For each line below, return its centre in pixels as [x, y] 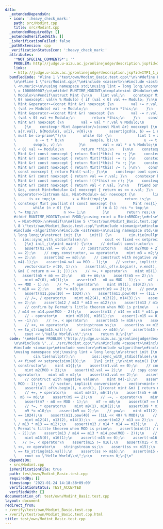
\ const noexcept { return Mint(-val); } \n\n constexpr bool [80, 172]
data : [10, 9]
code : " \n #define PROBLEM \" [39, 338]
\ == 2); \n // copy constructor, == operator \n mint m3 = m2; [84, 253]
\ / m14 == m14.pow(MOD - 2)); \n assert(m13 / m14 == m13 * [79, 312]
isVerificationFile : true [36, 469]
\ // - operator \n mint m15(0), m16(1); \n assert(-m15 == [83, 316]
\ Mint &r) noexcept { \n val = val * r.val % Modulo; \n [79, 122]
